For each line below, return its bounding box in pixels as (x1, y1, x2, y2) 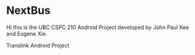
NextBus (6, 4, 51, 18)
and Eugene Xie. (6, 30, 47, 37)
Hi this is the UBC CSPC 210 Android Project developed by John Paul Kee (6, 24, 190, 31)
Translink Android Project (6, 42, 70, 49)
